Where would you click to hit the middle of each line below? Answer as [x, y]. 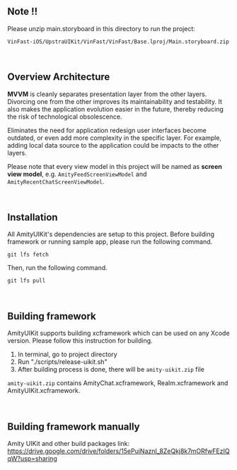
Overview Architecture [59, 77]
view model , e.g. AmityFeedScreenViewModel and [77, 174]
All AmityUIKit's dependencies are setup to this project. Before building [111, 234]
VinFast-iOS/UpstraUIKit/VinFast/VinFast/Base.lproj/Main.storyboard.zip [118, 42]
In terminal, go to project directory [68, 354]
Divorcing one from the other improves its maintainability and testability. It [115, 101]
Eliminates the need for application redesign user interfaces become [107, 130]
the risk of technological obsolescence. [65, 117]
